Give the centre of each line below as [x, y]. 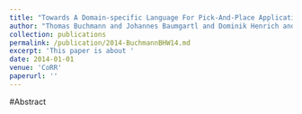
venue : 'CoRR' [36, 68]
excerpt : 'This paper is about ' [72, 51]
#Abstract [28, 101]
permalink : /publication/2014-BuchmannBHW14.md [100, 43]
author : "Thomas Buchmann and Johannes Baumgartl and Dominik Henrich [144, 26]
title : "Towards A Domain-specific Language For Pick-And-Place [132, 18]
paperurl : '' [34, 76]
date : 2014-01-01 [42, 59]
